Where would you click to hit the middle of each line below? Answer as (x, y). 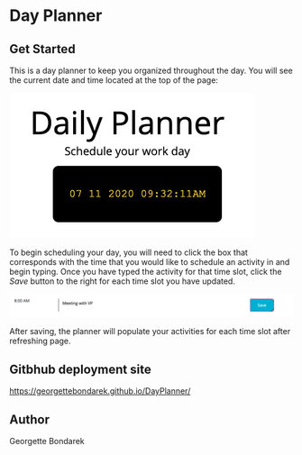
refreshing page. (40, 341)
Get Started (42, 49)
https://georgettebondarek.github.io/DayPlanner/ (100, 391)
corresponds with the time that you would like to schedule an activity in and (150, 262)
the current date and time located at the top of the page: (114, 80)
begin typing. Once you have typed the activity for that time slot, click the (146, 272)
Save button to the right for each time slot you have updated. (123, 281)
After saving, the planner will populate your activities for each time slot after (150, 332)
